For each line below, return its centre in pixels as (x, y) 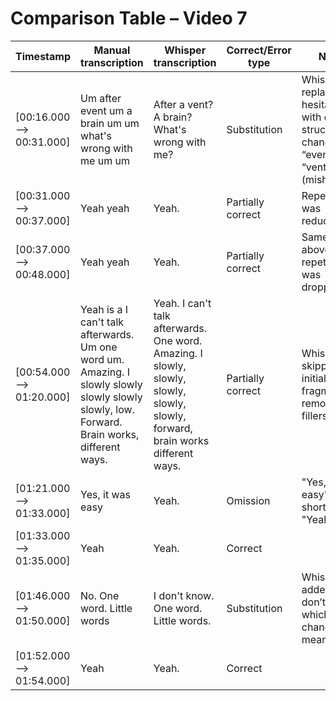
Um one (99, 347)
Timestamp (43, 56)
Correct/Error (259, 50)
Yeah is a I (104, 309)
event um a (106, 110)
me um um (105, 160)
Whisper (185, 50)
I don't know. (184, 595)
